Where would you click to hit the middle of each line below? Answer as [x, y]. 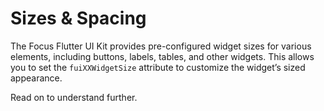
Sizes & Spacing [78, 18]
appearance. [36, 78]
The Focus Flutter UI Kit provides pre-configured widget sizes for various [161, 46]
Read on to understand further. [74, 97]
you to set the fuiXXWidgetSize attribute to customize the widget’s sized [158, 67]
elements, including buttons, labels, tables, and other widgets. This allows [162, 56]
